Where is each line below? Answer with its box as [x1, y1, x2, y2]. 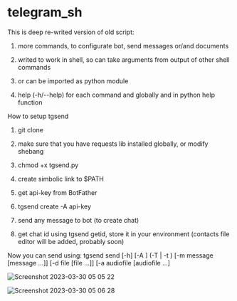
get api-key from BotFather [17, 188, 98, 196]
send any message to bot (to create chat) [17, 216, 139, 224]
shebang [17, 147, 44, 155]
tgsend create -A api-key [17, 202, 91, 211]
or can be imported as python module [17, 76, 129, 85]
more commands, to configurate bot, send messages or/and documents [17, 41, 229, 50]
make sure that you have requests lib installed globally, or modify [17, 139, 209, 148]
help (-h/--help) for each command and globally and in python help [17, 90, 216, 99]
